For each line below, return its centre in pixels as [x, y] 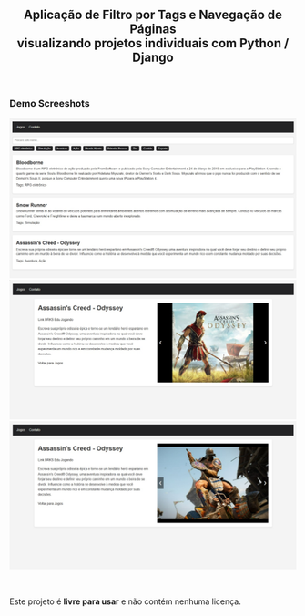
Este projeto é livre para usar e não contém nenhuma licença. [125, 601]
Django [153, 58]
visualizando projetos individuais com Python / [153, 43]
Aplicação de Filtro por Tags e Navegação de [153, 15]
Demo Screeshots [50, 103]
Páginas [153, 30]
